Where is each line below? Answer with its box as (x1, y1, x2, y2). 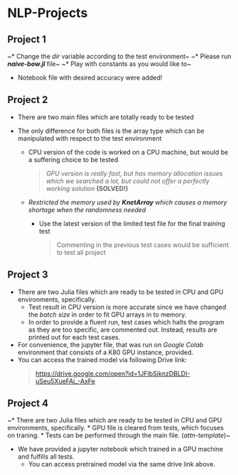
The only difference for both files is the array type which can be (17, 126, 205, 135)
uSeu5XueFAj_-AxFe (35, 376, 96, 385)
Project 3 (7, 268, 48, 281)
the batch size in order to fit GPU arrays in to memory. (28, 310, 187, 319)
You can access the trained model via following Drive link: (17, 355, 187, 364)
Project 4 (7, 398, 48, 410)
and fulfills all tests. (17, 452, 75, 461)
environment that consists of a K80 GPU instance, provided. (17, 348, 194, 356)
